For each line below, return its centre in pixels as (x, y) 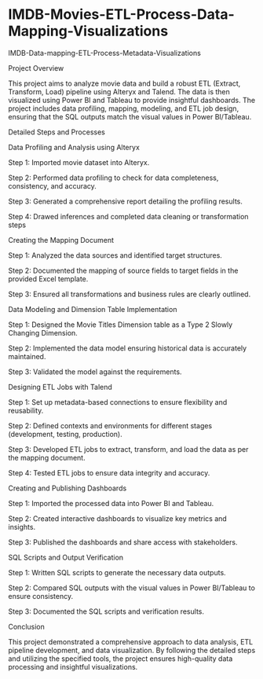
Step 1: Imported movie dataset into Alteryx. (79, 162)
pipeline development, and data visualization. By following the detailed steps (132, 650)
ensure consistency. (40, 596)
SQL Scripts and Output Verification (66, 557)
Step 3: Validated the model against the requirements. (95, 372)
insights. (22, 527)
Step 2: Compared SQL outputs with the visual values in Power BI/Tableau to (131, 588)
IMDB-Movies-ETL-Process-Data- (122, 15)
